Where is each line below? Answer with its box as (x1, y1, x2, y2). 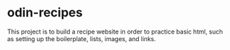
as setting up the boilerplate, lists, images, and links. (7, 34, 157, 42)
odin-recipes (7, 5, 83, 21)
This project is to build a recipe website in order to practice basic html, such (7, 27, 223, 36)
